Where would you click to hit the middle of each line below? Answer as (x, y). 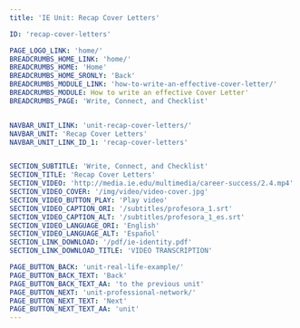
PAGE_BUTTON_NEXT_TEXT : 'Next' (68, 301)
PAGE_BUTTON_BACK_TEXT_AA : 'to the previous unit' (107, 284)
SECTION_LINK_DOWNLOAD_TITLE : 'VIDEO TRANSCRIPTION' (111, 251)
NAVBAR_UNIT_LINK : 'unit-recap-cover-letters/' (101, 125)
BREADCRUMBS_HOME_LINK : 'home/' (70, 59)
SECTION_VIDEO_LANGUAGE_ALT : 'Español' (85, 234)
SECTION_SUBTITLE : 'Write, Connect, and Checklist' (109, 167)
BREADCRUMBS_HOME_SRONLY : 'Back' (73, 76)
